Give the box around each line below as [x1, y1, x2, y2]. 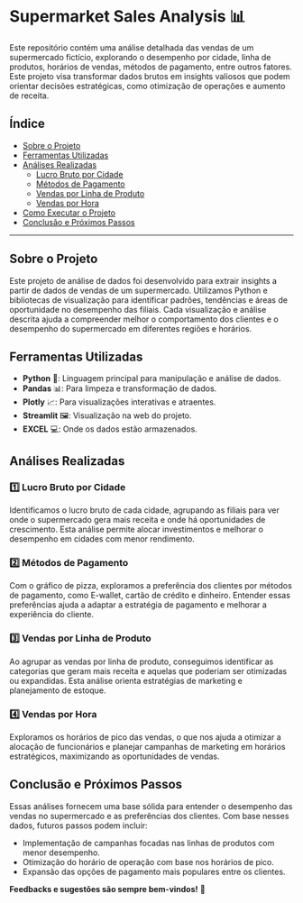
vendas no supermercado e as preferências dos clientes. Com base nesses [9, 810, 289, 821]
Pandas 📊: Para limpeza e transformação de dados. [22, 383, 217, 394]
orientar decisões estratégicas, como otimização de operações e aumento [9, 80, 286, 91]
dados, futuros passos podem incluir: [9, 820, 148, 831]
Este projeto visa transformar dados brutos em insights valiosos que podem [9, 70, 290, 81]
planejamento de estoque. [9, 685, 106, 696]
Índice [9, 116, 45, 132]
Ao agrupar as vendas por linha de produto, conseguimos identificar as [9, 656, 274, 667]
